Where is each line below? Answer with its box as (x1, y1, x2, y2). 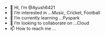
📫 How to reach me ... (9, 26, 56, 31)
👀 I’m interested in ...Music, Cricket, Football (9, 10, 101, 16)
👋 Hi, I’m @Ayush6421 (9, 5, 56, 10)
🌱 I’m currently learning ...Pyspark (9, 15, 80, 20)
